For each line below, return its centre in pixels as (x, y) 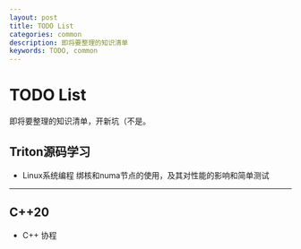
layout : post (34, 17)
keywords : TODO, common (54, 51)
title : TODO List (42, 26)
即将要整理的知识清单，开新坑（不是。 (80, 121)
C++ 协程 (39, 235)
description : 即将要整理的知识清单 (69, 43)
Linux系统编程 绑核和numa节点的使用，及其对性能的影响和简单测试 (146, 175)
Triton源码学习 (50, 152)
